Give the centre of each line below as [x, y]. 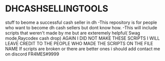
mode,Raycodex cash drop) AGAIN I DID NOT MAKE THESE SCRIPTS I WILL [82, 38]
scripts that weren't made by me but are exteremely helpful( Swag [73, 33]
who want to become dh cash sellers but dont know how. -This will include [81, 27]
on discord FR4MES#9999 [32, 54]
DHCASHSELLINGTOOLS [57, 9]
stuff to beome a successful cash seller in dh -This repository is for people [81, 22]
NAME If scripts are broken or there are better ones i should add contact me [83, 49]
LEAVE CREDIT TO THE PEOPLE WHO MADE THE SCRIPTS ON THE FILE [79, 43]
